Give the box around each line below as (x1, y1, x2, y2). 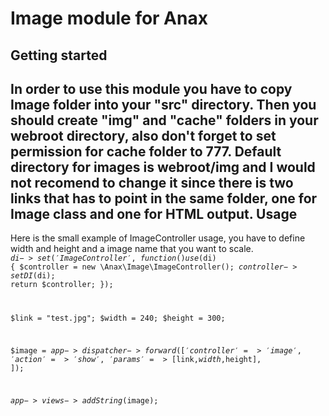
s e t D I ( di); (10, 271, 56, 281)
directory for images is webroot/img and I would (10, 158, 316, 176)
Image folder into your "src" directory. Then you (10, 96, 317, 113)
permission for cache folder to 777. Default (10, 143, 282, 160)
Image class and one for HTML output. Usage (10, 205, 298, 222)
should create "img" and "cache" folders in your (10, 112, 319, 129)
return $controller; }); (10, 280, 114, 290)
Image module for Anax (10, 7, 208, 30)
